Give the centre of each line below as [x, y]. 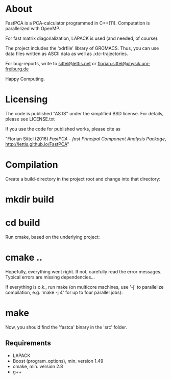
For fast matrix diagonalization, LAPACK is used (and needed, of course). [82, 38]
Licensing [27, 99]
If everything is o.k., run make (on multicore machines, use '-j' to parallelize [84, 287]
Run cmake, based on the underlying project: [53, 237]
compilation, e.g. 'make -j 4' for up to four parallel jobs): [64, 292]
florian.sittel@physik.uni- [124, 63]
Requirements [28, 343]
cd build [23, 223]
